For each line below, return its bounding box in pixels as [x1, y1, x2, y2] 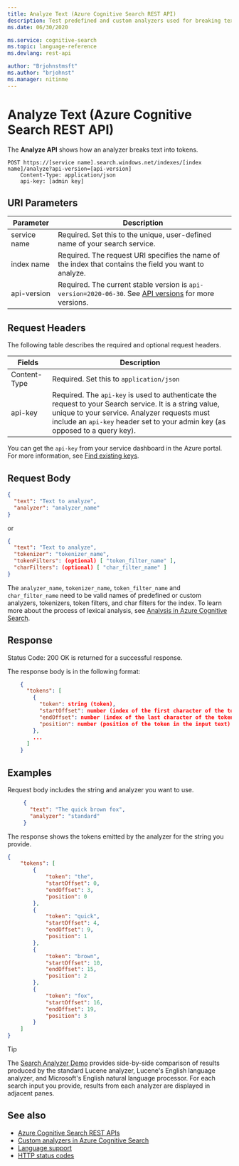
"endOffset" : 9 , [45, 926, 94, 933]
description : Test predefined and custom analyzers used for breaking [7, 17, 221, 24]
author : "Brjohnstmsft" [7, 63, 78, 70]
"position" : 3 [45, 1012, 87, 1019]
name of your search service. [58, 239, 156, 249]
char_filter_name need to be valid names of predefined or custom [7, 591, 201, 599]
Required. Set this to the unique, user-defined [58, 230, 212, 240]
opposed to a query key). [52, 426, 137, 436]
